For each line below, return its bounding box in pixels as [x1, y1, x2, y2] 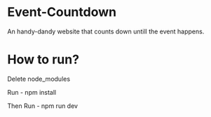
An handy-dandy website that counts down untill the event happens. [7, 27, 205, 36]
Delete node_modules [7, 75, 71, 83]
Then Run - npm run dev [7, 102, 79, 110]
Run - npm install [7, 88, 57, 96]
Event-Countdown [7, 4, 117, 20]
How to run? [7, 52, 79, 68]
